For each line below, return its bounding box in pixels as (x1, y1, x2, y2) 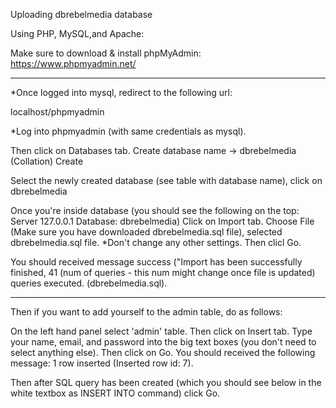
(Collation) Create (10, 155, 84, 167)
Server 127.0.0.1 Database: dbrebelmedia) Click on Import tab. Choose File (10, 215, 315, 227)
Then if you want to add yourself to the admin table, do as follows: (10, 306, 283, 318)
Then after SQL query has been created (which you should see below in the (10, 377, 322, 388)
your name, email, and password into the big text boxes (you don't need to (10, 336, 317, 348)
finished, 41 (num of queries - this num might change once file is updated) (10, 267, 316, 278)
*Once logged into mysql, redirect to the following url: (10, 87, 233, 98)
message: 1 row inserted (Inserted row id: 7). (10, 357, 194, 369)
